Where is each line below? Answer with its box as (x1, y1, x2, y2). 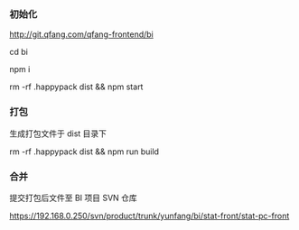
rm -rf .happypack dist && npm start (9, 81, 144, 92)
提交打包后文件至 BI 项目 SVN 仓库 (9, 192, 137, 203)
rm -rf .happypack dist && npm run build (9, 146, 160, 157)
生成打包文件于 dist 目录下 (9, 128, 107, 139)
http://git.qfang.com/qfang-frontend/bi (9, 29, 154, 40)
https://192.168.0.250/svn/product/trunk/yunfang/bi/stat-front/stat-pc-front (9, 210, 290, 221)
